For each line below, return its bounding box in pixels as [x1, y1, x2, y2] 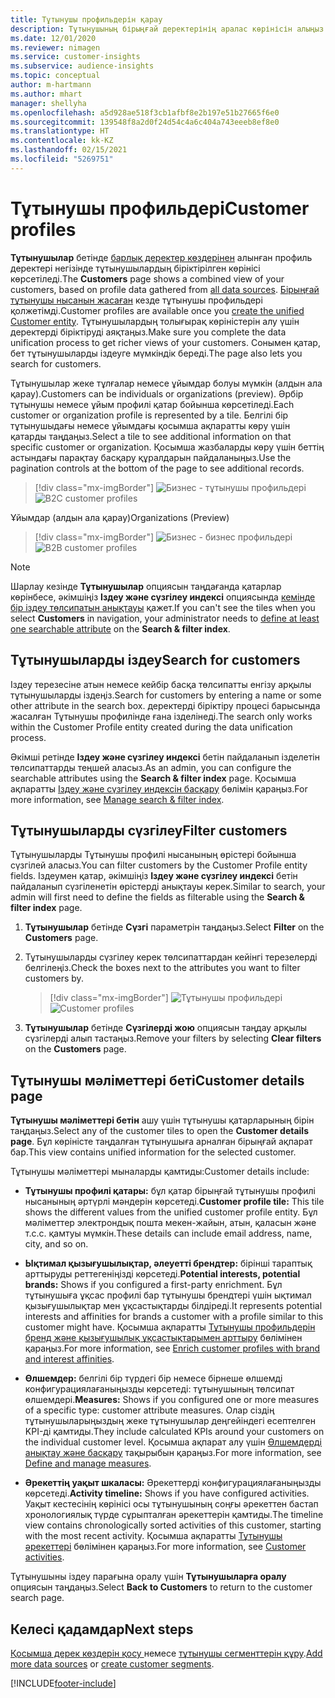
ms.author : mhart [10, 89, 83, 99]
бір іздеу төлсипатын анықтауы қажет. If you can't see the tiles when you [10, 601, 316, 613]
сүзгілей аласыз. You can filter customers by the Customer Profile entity [10, 859, 308, 871]
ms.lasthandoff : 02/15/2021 [10, 145, 128, 155]
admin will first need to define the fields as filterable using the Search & [10, 891, 305, 903]
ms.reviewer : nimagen [10, 42, 101, 53]
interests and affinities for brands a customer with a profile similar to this [24, 1311, 324, 1323]
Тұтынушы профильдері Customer [10, 197, 310, 220]
